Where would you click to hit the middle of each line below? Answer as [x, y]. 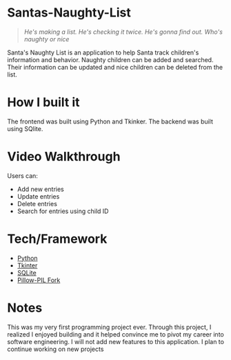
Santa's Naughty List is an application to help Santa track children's [103, 52]
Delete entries [37, 203]
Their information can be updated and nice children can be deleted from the [115, 67]
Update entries [38, 196]
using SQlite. [25, 128]
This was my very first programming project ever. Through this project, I [109, 327]
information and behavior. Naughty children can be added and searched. [110, 59]
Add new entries [40, 189]
